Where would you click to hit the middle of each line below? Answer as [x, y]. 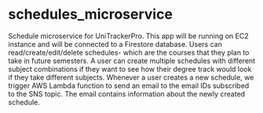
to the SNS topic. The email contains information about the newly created [127, 94]
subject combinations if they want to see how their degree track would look [130, 69]
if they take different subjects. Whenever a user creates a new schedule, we [131, 77]
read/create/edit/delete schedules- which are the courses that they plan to [129, 52]
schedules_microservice [90, 14]
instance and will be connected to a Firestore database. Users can [115, 44]
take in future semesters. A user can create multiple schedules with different [132, 61]
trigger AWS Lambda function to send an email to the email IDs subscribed [129, 85]
